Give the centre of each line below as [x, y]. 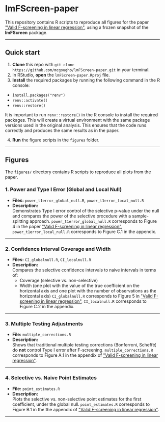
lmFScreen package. [26, 32]
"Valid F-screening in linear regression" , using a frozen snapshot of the [77, 27]
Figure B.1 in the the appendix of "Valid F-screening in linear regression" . [85, 409]
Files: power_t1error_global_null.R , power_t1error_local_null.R [78, 200]
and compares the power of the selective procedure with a [71, 216]
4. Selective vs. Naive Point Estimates [51, 378]
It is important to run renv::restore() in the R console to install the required [82, 115]
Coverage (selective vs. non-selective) [59, 281]
